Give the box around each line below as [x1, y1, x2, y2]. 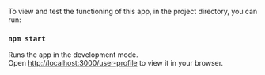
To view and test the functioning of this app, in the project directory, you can [8, 7, 258, 16]
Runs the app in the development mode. [8, 50, 138, 59]
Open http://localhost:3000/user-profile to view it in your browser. [8, 59, 224, 68]
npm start [8, 34, 46, 43]
